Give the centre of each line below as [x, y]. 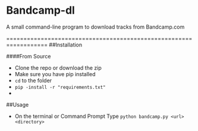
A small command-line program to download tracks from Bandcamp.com [95, 27]
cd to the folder [33, 80]
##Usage [18, 104]
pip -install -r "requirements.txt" [60, 87]
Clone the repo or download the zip [58, 68]
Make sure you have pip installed [55, 74]
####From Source [29, 56]
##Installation [66, 45]
